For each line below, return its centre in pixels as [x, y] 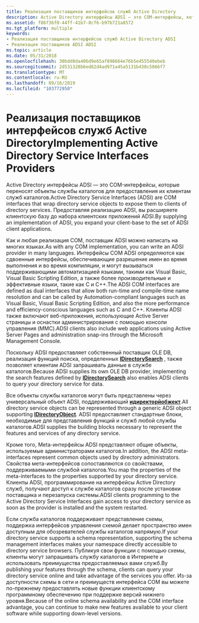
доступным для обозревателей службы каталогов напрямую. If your [92, 531]
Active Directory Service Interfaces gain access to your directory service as [99, 501]
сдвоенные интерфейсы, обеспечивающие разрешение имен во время [97, 259]
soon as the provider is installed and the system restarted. [77, 508]
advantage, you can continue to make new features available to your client [97, 607]
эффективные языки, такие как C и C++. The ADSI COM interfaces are [93, 284]
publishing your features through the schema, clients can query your [90, 569]
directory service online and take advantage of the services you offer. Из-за [99, 576]
